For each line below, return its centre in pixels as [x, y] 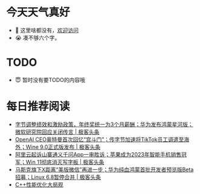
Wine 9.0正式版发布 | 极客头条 [63, 147]
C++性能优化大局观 [39, 184]
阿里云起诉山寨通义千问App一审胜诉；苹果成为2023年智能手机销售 [98, 154]
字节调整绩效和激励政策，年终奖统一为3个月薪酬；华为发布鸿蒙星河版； [104, 124]
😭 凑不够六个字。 [37, 37]
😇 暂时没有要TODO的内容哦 [50, 80]
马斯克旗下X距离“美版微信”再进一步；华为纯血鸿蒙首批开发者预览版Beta [104, 169]
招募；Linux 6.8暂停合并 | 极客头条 [58, 177]
